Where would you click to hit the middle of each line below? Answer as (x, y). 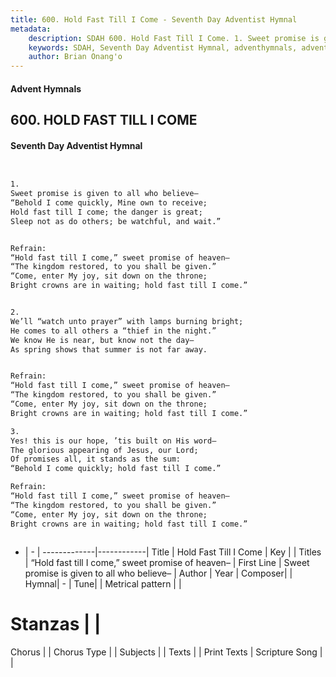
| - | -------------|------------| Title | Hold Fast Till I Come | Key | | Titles (173, 552)
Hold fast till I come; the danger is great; (106, 212)
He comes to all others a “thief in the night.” (113, 331)
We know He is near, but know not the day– (102, 340)
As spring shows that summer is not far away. (109, 349)
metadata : (31, 29)
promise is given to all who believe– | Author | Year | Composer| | (158, 573)
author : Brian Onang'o (75, 57)
